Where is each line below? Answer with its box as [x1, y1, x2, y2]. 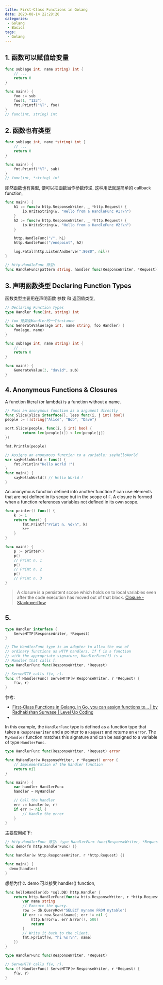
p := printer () [14, 549, 45, 554]
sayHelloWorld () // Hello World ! [14, 475, 83, 480]
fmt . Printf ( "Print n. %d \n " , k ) [22, 522, 88, 527]
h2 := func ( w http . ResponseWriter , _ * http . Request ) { [14, 218, 127, 223]
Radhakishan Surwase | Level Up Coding [12, 709, 94, 715]
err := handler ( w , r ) [14, 802, 57, 807]
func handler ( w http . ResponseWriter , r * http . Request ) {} [5, 853, 125, 858]
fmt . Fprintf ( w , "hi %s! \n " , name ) [22, 935, 92, 940]
